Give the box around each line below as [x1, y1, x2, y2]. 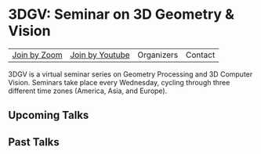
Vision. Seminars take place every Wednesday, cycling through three [8, 77, 230, 87]
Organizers [137, 49, 179, 60]
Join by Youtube [70, 49, 131, 60]
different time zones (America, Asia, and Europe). [8, 86, 168, 95]
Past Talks [8, 135, 60, 149]
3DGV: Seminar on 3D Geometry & [8, 5, 235, 23]
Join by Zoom [12, 49, 63, 60]
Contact [185, 49, 216, 60]
